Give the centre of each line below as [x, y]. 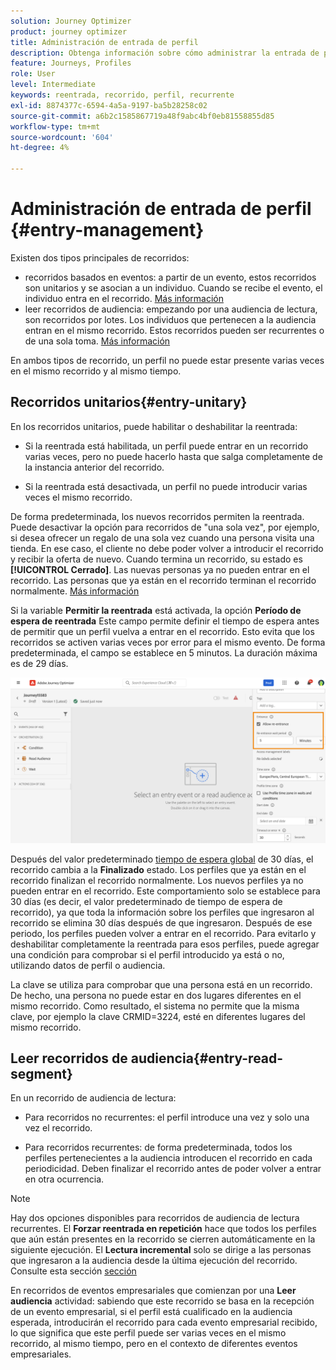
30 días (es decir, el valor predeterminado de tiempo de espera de [146, 901]
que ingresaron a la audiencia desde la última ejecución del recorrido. [154, 1261]
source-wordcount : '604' [62, 137]
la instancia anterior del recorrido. [94, 467]
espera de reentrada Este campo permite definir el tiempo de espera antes [165, 621]
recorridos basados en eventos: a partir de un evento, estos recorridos [170, 277]
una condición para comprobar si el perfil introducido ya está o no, [147, 954]
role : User [33, 74]
